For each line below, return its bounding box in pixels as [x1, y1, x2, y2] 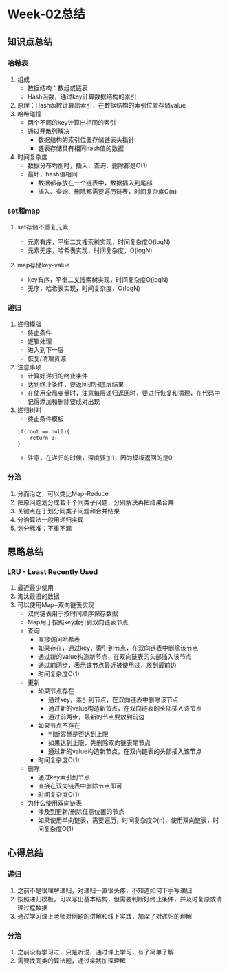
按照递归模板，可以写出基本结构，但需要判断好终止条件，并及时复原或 [17, 895, 217, 903]
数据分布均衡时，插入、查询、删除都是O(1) [27, 161, 148, 170]
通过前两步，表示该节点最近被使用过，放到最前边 [37, 661, 177, 669]
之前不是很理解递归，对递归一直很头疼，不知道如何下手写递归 [17, 886, 193, 895]
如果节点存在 [37, 687, 74, 695]
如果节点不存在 [37, 722, 80, 730]
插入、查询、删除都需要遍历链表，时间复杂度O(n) [37, 187, 177, 195]
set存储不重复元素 [17, 223, 69, 232]
